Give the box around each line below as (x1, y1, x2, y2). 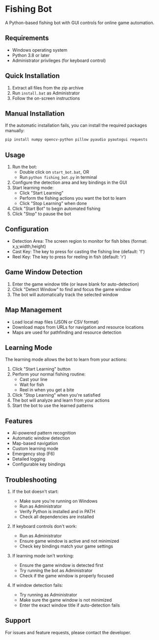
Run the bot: (12, 164, 37, 170)
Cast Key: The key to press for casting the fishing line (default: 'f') (12, 248, 145, 254)
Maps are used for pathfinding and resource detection (12, 329, 121, 335)
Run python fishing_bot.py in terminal (19, 175, 97, 180)
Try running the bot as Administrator (19, 567, 93, 573)
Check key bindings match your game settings (19, 543, 114, 549)
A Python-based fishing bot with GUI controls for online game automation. (5, 20, 155, 26)
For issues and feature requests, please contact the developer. (5, 629, 131, 635)
